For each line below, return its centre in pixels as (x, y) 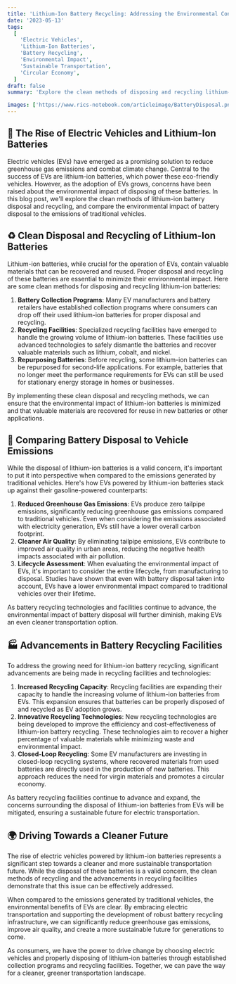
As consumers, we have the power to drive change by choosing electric (111, 951)
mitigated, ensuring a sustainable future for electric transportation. (104, 812)
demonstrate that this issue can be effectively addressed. (91, 886)
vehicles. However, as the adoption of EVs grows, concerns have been (109, 184)
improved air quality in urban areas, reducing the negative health (111, 549)
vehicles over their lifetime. (57, 594)
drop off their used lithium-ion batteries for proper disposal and (109, 314)
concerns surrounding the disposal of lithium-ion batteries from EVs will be (116, 805)
